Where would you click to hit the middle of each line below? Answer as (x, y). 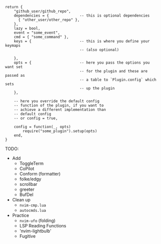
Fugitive (27, 236)
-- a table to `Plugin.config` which (118, 80)
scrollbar (28, 184)
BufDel (26, 195)
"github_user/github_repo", (42, 11)
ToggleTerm (32, 163)
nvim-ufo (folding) (37, 221)
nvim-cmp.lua (33, 205)
